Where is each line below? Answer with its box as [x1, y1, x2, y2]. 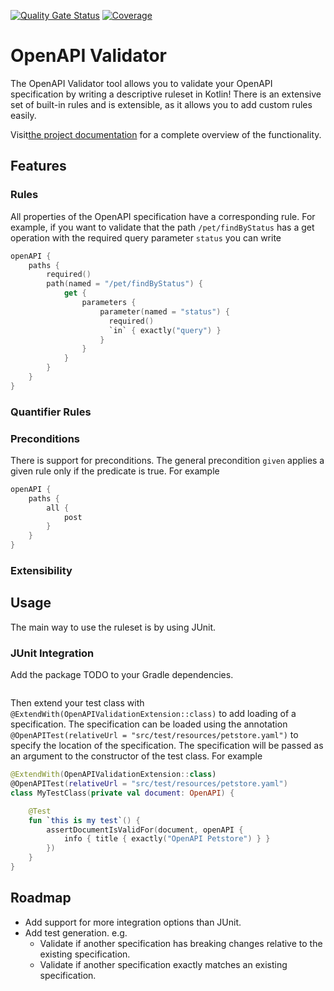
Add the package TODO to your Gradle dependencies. [10, 669, 234, 681]
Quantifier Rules [10, 405, 92, 419]
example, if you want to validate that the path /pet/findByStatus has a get [10, 221, 315, 233]
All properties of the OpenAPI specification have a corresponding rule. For [10, 210, 316, 222]
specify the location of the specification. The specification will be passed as [10, 740, 324, 752]
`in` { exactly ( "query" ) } [108, 325, 222, 335]
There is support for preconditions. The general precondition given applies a [10, 454, 325, 466]
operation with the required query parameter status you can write [10, 231, 282, 244]
